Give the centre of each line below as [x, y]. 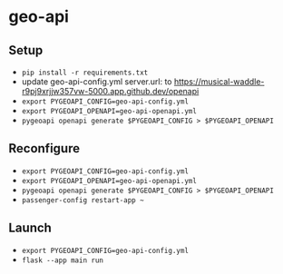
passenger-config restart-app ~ [83, 200]
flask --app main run [62, 260]
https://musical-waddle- [219, 82]
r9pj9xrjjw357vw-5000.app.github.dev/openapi [110, 91]
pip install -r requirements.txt [85, 73]
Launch [30, 228]
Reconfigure [44, 148]
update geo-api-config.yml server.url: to [97, 82]
